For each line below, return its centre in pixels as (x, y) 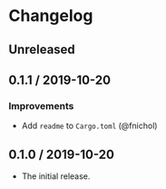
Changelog (51, 16)
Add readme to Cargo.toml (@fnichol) (89, 126)
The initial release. (56, 176)
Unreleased (42, 50)
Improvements (41, 105)
